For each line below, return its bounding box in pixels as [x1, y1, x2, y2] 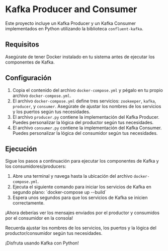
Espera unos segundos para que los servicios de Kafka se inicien [12, 194, 148, 200]
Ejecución [5, 144, 37, 153]
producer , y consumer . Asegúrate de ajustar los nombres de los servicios [12, 103, 161, 109]
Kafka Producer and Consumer [5, 4, 137, 15]
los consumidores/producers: [5, 163, 66, 170]
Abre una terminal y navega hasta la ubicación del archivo [12, 173, 133, 179]
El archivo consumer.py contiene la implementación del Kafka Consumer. [12, 125, 162, 131]
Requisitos [5, 40, 39, 49]
